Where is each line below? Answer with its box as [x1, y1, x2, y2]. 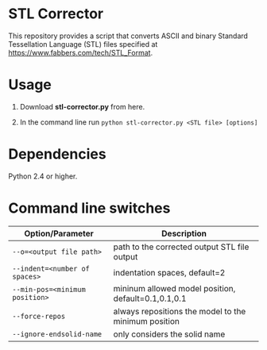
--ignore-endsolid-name [12, 329, 103, 338]
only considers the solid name [113, 329, 226, 340]
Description [161, 228, 207, 239]
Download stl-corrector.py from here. [19, 102, 145, 111]
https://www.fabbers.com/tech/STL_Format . [8, 48, 153, 57]
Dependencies [8, 145, 106, 163]
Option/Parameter [24, 228, 94, 239]
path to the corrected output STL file [113, 241, 250, 252]
